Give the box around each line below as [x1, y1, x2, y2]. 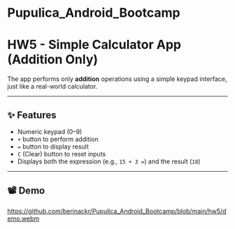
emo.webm [7, 214, 40, 223]
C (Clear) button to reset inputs [17, 149, 106, 158]
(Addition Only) [7, 52, 99, 68]
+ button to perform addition [17, 135, 99, 143]
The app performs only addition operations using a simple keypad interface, [7, 75, 227, 83]
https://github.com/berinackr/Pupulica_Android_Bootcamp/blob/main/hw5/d [7, 207, 227, 215]
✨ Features [7, 109, 57, 121]
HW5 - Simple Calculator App [7, 37, 182, 53]
